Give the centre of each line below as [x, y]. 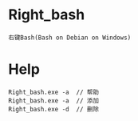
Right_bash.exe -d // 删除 [54, 109]
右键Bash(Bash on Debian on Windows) [70, 38]
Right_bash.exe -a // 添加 [54, 101]
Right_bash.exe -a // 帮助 [54, 92]
